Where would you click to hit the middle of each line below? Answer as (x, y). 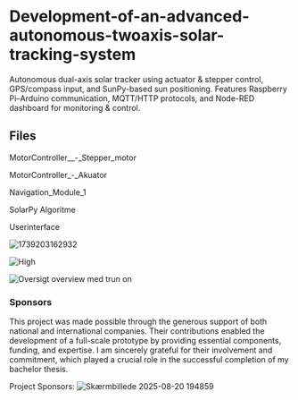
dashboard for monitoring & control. (75, 107)
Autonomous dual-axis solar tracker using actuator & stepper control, (137, 79)
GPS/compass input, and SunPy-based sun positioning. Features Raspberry (149, 89)
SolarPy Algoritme (42, 209)
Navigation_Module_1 (48, 192)
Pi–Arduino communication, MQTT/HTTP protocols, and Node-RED (132, 98)
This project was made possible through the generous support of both (138, 322)
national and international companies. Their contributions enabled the (137, 331)
